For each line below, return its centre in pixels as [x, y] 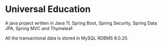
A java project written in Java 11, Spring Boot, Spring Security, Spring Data [81, 23]
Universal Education [48, 9]
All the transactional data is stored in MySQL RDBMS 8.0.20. [67, 38]
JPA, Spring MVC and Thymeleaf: [39, 28]
